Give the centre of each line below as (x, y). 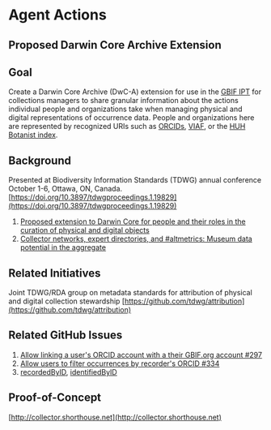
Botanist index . (33, 135)
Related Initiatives (55, 273)
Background (40, 160)
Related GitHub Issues (66, 335)
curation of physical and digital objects (85, 230)
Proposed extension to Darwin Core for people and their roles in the (133, 221)
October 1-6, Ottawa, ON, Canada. (66, 189)
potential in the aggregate (63, 247)
